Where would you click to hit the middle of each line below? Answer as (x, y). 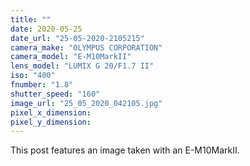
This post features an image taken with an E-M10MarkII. (125, 150)
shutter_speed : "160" (55, 94)
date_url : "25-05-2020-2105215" (77, 38)
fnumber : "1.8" (42, 85)
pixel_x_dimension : (51, 112)
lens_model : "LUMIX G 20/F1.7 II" (82, 66)
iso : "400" (33, 76)
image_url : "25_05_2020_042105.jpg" (86, 103)
